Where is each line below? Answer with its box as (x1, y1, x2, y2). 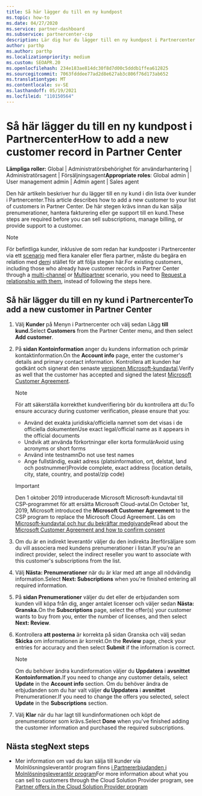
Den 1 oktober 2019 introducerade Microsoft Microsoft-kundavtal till (14, 494, 184, 501)
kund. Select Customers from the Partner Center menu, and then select (14, 327, 193, 334)
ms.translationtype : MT (6, 76, 66, 82)
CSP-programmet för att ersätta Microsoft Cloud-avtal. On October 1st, (14, 500, 189, 507)
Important (14, 482, 40, 489)
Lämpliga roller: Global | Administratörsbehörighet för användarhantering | (6, 165, 192, 173)
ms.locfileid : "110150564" (6, 93, 74, 99)
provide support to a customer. (6, 222, 83, 229)
